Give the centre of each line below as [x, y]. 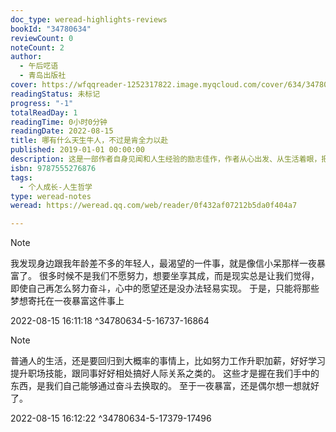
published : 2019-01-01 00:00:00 [77, 150]
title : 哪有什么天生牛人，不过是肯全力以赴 [89, 141]
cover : [24, 85]
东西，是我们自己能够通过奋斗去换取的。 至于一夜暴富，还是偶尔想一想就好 [165, 386]
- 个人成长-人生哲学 [56, 187]
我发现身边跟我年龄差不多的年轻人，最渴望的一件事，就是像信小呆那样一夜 [163, 263]
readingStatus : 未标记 [55, 94]
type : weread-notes [51, 196]
